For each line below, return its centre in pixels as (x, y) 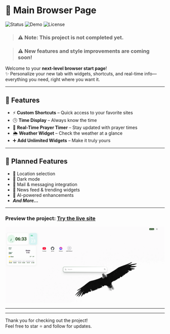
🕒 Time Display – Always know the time (55, 120)
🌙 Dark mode (26, 179)
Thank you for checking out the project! (47, 320)
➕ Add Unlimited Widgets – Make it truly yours (61, 140)
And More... (26, 200)
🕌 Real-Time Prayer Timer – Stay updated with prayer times (75, 127)
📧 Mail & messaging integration (45, 184)
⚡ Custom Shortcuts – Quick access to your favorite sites (73, 112)
